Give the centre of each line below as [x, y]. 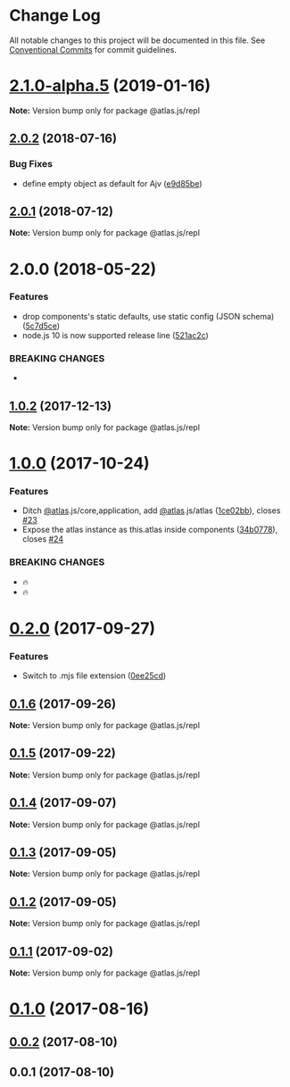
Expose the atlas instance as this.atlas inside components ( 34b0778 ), [150, 530]
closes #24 [43, 539]
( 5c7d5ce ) [41, 326]
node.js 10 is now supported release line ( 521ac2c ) [116, 335]
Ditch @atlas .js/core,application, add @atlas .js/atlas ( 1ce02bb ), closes [151, 510]
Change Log [55, 16]
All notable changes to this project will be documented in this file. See [137, 40]
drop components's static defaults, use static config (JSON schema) [148, 316]
